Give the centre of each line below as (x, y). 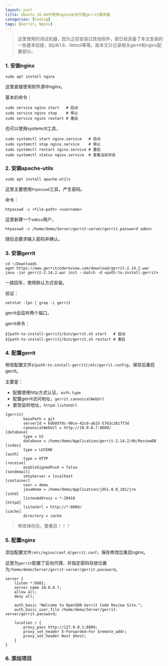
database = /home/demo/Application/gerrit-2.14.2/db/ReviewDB (90, 441)
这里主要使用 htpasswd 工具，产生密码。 (45, 189)
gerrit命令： (18, 324)
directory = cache (43, 516)
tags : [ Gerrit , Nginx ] (29, 24)
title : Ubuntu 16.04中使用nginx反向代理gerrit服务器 (58, 15)
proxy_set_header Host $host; (55, 636)
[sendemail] (18, 472)
